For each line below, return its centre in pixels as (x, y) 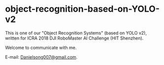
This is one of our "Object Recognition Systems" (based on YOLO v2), (76, 33)
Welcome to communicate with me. (41, 47)
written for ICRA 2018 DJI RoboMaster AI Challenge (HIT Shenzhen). (74, 38)
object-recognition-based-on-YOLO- (82, 9)
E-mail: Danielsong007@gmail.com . (41, 57)
